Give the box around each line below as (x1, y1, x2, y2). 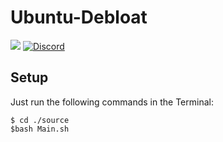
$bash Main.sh (10, 124, 70, 134)
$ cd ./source (10, 115, 70, 125)
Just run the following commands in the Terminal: (10, 96, 214, 108)
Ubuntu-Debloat (10, 6, 148, 29)
